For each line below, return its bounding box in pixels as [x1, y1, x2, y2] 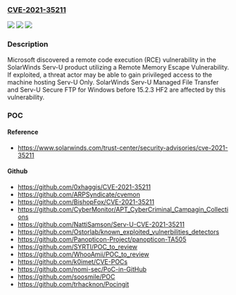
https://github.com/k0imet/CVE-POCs [17, 257, 128, 265]
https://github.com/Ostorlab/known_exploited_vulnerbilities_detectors [17, 227, 220, 236]
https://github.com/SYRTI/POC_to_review [17, 242, 138, 251]
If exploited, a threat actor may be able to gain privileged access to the [7, 70, 213, 79]
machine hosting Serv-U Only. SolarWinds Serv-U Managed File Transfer [7, 77, 219, 86]
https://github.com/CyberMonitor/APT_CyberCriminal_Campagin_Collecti [17, 205, 229, 213]
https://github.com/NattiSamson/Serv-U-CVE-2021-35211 [17, 220, 185, 228]
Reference [7, 128, 39, 137]
